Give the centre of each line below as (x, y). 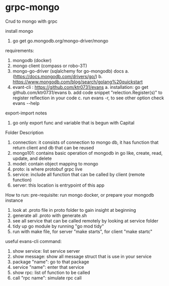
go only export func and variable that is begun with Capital (73, 123)
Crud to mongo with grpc (32, 21)
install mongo (19, 31)
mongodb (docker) (32, 60)
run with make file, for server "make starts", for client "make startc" (82, 232)
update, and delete (32, 158)
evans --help (26, 103)
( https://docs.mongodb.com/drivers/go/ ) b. (58, 76)
